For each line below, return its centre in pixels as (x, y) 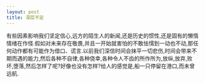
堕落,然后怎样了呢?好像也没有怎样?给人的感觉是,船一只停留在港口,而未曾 (104, 66)
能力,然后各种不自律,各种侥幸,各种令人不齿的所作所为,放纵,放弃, (107, 58)
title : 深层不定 (25, 18)
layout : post (23, 12)
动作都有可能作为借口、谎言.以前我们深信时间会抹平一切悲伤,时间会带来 (102, 51)
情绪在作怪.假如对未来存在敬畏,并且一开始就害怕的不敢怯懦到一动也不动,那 (100, 43)
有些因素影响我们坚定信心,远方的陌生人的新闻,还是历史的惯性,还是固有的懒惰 (102, 35)
